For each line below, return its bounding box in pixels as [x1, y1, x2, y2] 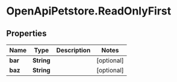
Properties [6, 28, 47, 39]
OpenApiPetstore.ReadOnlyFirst [6, 4, 172, 18]
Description [56, 46, 91, 54]
